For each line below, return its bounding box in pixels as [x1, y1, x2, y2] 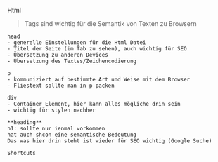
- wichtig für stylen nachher [7, 107, 96, 114]
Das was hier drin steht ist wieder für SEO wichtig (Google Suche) [7, 137, 212, 144]
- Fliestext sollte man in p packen [7, 82, 115, 89]
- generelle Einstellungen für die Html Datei [7, 39, 146, 46]
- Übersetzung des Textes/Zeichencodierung [7, 58, 137, 65]
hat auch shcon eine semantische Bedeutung [7, 131, 137, 138]
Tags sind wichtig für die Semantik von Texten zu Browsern [24, 20, 197, 27]
